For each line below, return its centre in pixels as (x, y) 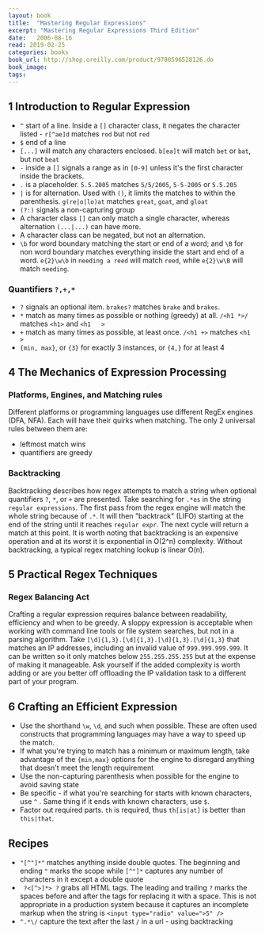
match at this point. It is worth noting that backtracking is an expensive (123, 533)
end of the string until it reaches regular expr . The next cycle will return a (129, 524)
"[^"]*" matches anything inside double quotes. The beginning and (130, 863)
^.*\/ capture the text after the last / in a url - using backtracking (126, 921)
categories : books (38, 52)
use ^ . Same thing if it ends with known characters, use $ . (114, 802)
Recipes (28, 843)
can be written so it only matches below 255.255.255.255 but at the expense (132, 656)
